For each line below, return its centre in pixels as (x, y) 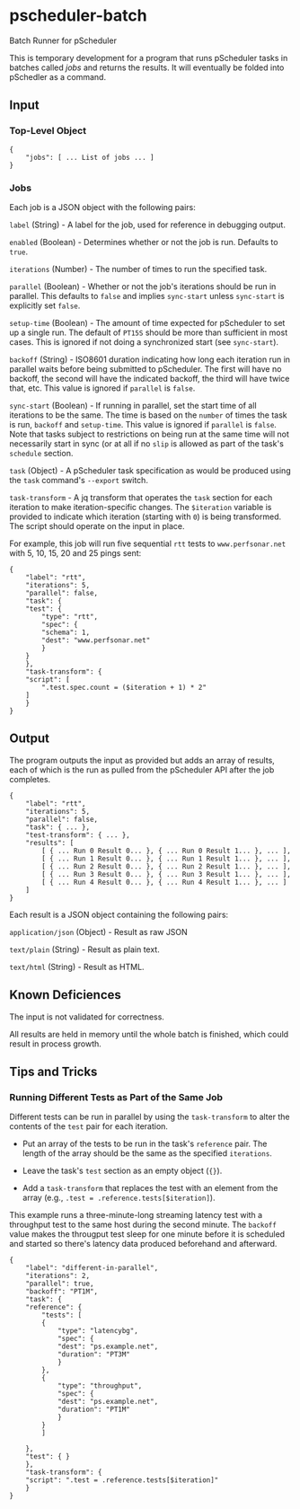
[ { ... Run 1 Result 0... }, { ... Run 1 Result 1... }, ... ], (167, 859)
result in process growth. (55, 1044)
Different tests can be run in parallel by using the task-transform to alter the (150, 1117)
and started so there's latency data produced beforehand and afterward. (143, 1244)
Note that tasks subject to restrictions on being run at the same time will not (150, 434)
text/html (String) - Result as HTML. (77, 966)
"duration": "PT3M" (93, 1355)
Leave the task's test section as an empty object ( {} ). (122, 1171)
